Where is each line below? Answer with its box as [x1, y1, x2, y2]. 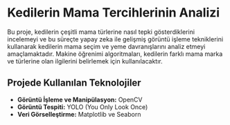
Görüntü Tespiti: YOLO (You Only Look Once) [17, 102, 148, 111]
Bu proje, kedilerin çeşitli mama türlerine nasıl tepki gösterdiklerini [7, 28, 195, 36]
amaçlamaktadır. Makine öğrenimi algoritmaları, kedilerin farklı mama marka [7, 50, 223, 58]
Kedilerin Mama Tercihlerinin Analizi [7, 5, 220, 21]
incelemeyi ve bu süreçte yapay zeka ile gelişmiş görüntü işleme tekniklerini [7, 35, 224, 43]
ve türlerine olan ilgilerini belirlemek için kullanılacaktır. [7, 57, 163, 65]
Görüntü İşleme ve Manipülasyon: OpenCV [17, 95, 143, 104]
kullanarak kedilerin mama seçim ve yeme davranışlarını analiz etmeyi [7, 42, 206, 50]
